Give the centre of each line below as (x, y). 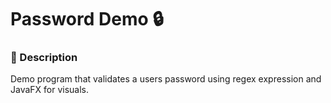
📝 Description (44, 58)
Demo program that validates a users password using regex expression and (166, 79)
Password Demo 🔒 (87, 19)
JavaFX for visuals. (50, 90)
